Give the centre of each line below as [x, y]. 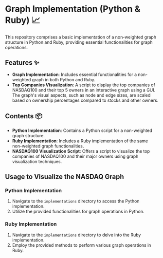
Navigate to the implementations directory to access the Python [76, 201]
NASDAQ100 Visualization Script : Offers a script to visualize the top [81, 151]
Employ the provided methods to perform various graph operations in [81, 245]
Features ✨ [22, 63]
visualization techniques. [37, 161]
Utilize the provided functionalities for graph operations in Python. [78, 212]
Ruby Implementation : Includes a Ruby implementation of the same [80, 141]
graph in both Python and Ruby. [64, 79]
